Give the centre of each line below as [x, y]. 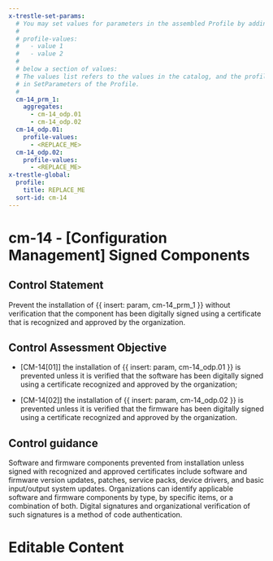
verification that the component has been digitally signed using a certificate [135, 313]
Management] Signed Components [129, 255]
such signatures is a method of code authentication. [95, 515]
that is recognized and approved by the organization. [97, 322]
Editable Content [66, 548]
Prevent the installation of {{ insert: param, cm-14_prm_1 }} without [119, 305]
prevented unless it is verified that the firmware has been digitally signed [142, 409]
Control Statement [56, 285]
